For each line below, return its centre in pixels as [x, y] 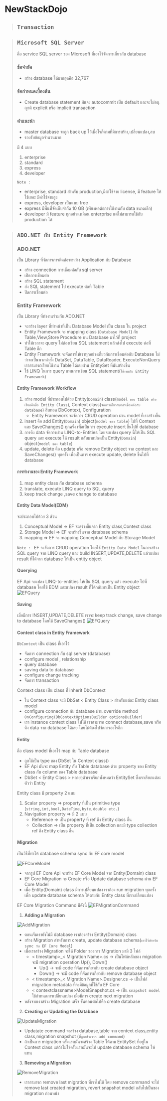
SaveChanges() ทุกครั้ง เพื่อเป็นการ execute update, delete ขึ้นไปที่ [86, 455]
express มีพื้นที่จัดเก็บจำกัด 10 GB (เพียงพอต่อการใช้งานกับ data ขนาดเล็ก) [88, 208]
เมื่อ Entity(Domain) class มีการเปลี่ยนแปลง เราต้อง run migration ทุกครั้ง [90, 889]
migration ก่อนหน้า [42, 1093]
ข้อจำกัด [24, 67]
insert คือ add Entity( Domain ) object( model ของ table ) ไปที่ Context [90, 421]
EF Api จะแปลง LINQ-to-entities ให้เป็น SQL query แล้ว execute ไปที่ [82, 582]
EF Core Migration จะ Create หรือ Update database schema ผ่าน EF [91, 879]
